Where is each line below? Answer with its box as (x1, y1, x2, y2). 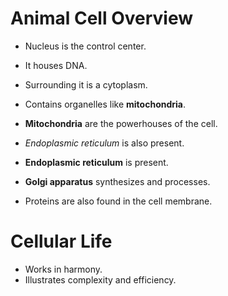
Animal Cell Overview (10, 7, 194, 30)
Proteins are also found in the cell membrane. (24, 195, 213, 207)
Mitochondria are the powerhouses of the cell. (24, 117, 218, 129)
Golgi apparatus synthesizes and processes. (24, 175, 211, 187)
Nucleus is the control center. (24, 40, 147, 52)
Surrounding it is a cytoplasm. (24, 78, 148, 91)
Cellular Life (10, 230, 113, 253)
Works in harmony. (24, 263, 103, 275)
